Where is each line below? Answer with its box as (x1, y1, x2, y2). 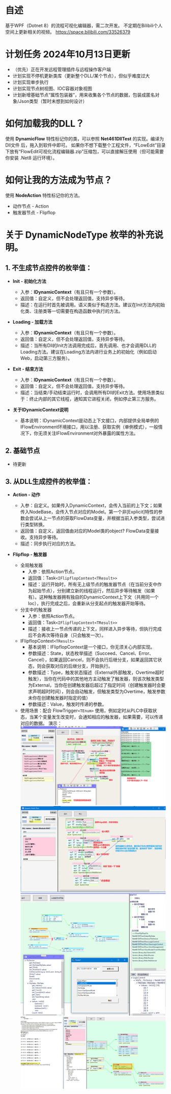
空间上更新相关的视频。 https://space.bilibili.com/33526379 (5, 28, 131, 35)
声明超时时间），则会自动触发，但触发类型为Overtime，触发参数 (32, 688, 165, 695)
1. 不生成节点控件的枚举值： (5, 264, 93, 272)
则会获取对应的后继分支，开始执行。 (37, 663, 113, 669)
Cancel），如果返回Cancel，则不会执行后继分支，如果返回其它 (27, 657, 158, 663)
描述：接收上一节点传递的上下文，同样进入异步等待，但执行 (27, 626, 153, 632)
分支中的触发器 (20, 607, 52, 613)
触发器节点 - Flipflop (12, 209, 56, 215)
